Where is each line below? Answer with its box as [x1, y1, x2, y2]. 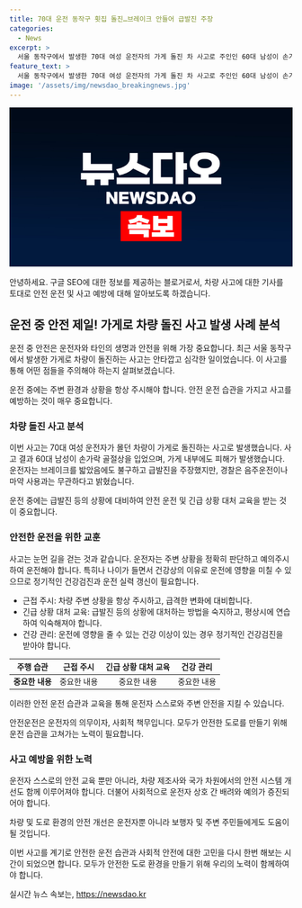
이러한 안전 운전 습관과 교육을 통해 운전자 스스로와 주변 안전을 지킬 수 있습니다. [9, 697, 285, 708]
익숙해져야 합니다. [39, 617, 102, 628]
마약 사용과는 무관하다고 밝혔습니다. [9, 476, 135, 487]
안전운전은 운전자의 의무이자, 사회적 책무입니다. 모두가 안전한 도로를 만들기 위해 [9, 716, 288, 728]
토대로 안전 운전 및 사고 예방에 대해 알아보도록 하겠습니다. [9, 288, 211, 299]
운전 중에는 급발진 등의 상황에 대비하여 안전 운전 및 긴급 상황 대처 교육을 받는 [9, 495, 278, 506]
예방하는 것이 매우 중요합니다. [9, 396, 113, 407]
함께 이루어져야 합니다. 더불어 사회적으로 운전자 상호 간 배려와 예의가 [25, 787, 266, 797]
